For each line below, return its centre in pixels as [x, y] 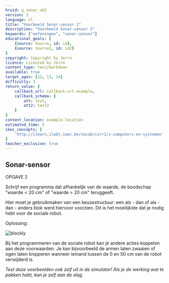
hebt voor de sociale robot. [34, 213]
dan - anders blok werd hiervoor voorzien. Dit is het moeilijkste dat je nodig [84, 207]
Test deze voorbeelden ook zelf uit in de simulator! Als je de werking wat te [84, 269]
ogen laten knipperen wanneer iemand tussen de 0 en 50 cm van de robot [83, 254]
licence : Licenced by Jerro [35, 63]
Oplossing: [17, 223]
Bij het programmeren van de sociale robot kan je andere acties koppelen [83, 243]
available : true [23, 72]
